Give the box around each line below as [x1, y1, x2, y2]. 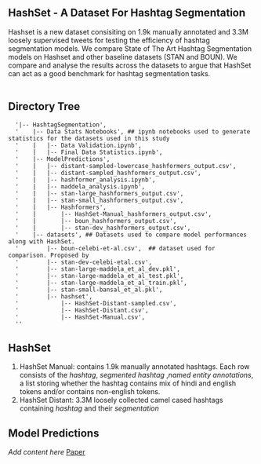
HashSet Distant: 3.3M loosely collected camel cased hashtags [19, 396, 223, 405]
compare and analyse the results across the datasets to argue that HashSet [8, 60, 252, 70]
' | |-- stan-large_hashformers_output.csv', [15, 189, 184, 197]
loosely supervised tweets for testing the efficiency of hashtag [8, 35, 210, 45]
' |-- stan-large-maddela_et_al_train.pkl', [15, 279, 188, 287]
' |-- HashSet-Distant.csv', [15, 306, 149, 314]
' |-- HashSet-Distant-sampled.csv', [15, 299, 177, 307]
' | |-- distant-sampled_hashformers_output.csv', [15, 169, 201, 177]
